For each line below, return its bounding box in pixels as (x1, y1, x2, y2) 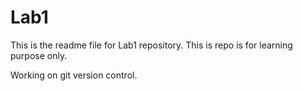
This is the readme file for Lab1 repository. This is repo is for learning (10, 39, 293, 51)
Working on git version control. (10, 69, 138, 81)
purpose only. (10, 49, 68, 61)
